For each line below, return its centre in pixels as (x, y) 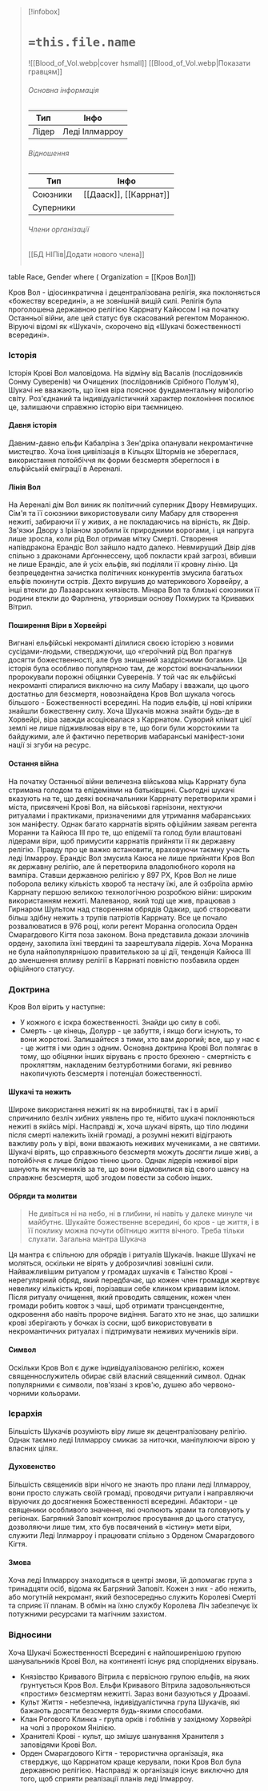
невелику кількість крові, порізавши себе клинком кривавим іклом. (124, 1289)
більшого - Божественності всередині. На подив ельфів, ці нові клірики (130, 702)
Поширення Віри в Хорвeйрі (58, 625)
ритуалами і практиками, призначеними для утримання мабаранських (130, 815)
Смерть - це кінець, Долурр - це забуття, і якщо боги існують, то (131, 1030)
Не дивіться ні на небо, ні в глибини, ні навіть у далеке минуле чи (140, 1213)
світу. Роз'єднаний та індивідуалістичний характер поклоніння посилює (132, 398)
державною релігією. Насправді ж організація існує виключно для (134, 1770)
